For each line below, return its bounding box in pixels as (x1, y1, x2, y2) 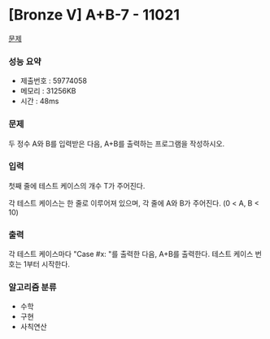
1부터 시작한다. (23, 259, 71, 269)
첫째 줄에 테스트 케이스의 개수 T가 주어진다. (8, 180, 146, 190)
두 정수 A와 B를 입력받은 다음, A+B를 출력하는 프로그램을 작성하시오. (8, 138, 225, 148)
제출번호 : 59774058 (20, 76, 88, 86)
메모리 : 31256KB (20, 86, 76, 96)
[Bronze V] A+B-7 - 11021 (8, 6, 181, 24)
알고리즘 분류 (8, 282, 57, 293)
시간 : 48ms (20, 96, 59, 106)
